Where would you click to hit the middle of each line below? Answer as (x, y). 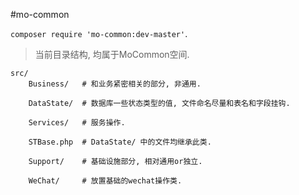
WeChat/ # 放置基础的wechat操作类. (105, 181)
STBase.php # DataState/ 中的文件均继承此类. (120, 142)
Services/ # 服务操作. (77, 123)
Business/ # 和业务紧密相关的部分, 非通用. (115, 84)
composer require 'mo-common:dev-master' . (99, 33)
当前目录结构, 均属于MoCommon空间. (112, 54)
